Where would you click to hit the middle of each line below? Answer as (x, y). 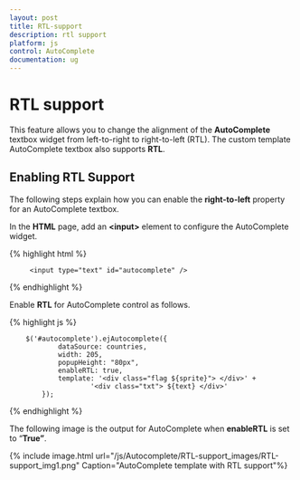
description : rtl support (58, 34)
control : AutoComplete (52, 52)
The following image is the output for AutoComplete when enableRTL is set (150, 428)
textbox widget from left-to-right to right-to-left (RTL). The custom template (150, 139)
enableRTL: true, (90, 370)
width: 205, (80, 354)
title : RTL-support (46, 26)
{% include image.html (52, 456)
